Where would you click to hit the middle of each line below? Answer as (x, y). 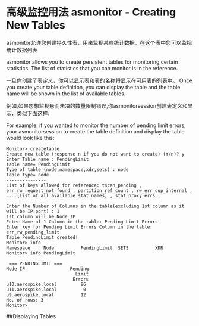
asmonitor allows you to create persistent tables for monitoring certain (92, 62)
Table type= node (28, 175)
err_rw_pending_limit (33, 232)
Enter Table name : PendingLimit (48, 159)
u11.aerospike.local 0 (46, 290)
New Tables (36, 25)
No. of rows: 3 (25, 300)
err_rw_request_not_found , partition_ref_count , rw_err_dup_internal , (99, 190)
